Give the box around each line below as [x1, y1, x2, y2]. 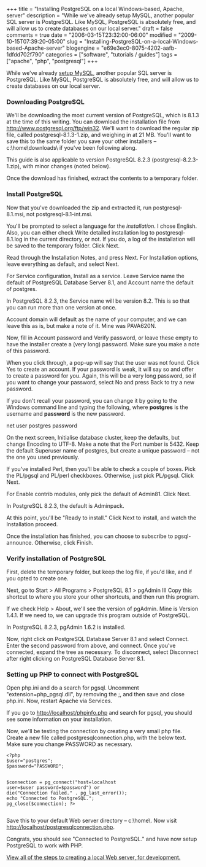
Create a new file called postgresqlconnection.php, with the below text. [6, 734, 187, 742]
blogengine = [66, 44, 100, 52]
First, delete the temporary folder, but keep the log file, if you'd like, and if [6, 568, 193, 575]
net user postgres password [6, 422, 78, 429]
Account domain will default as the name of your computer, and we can [6, 316, 187, 323]
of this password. [6, 347, 50, 354]
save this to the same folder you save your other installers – [6, 138, 157, 145]
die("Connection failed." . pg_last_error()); [6, 790, 128, 796]
